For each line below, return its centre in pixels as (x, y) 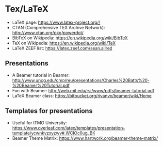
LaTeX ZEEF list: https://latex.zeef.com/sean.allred (62, 48)
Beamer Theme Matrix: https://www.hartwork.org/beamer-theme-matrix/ (85, 138)
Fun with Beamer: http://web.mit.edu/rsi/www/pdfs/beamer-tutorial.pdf (83, 90)
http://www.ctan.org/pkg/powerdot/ (48, 32)
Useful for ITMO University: (39, 123)
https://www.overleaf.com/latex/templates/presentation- (68, 128)
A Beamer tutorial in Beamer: (41, 75)
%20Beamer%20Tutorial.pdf (41, 85)
